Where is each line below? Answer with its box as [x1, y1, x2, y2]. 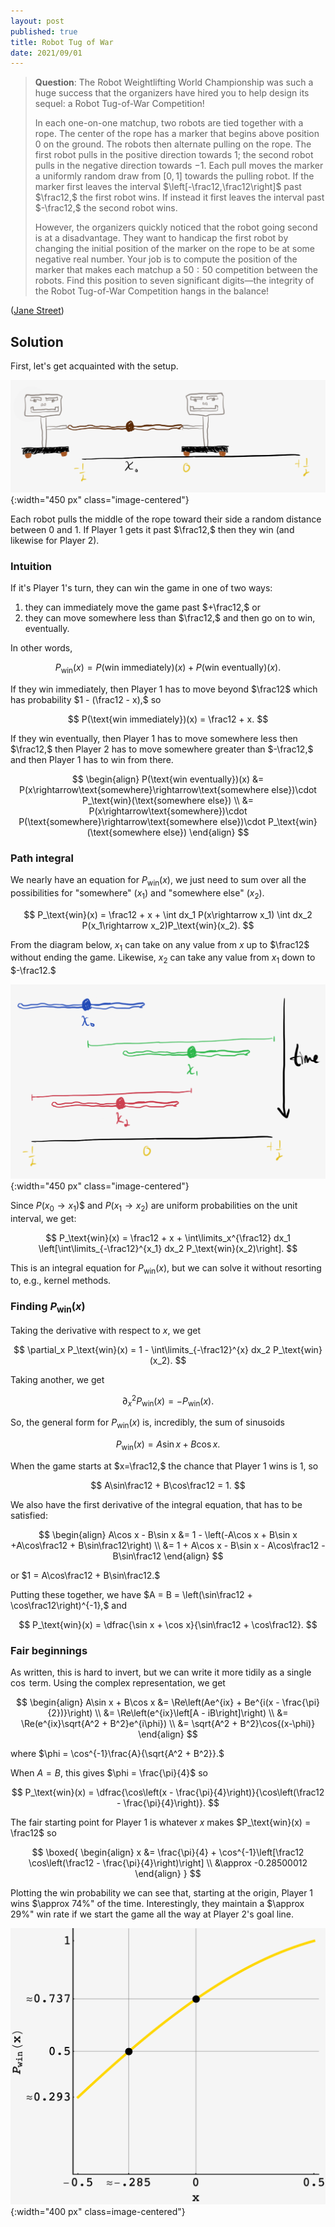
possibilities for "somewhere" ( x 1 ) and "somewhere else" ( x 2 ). [10, 886, 265, 901]
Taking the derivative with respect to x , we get [10, 1325, 202, 1336]
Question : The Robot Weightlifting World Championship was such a [34, 76, 314, 89]
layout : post [10, 16, 65, 26]
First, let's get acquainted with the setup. [10, 360, 179, 372]
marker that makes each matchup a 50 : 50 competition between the [34, 264, 319, 276]
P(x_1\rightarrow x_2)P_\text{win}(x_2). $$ [81, 919, 255, 931]
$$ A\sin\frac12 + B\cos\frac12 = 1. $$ [90, 1480, 246, 1492]
